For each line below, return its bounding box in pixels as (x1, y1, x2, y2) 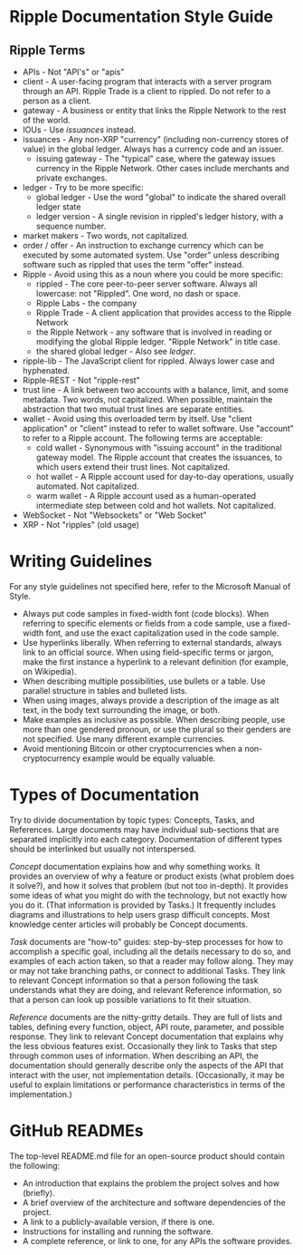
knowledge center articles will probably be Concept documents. (9, 919, 249, 929)
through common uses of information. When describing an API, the (9, 1050, 260, 1061)
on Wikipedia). (22, 666, 77, 676)
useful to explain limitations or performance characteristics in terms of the (9, 1079, 286, 1090)
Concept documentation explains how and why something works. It (9, 861, 260, 871)
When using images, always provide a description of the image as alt (22, 695, 279, 705)
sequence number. (35, 220, 107, 231)
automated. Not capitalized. (35, 481, 139, 491)
